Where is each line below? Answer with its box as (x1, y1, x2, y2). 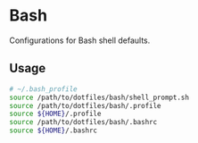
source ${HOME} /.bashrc (9, 126, 98, 135)
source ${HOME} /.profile (9, 109, 102, 119)
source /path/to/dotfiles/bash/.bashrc (9, 118, 158, 127)
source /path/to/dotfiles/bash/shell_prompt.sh (9, 93, 190, 102)
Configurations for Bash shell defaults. (9, 35, 151, 46)
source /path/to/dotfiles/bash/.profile (9, 101, 162, 110)
